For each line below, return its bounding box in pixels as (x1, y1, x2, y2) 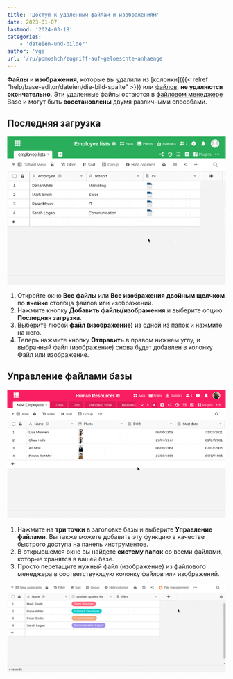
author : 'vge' (7, 48, 49, 55)
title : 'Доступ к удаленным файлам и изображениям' (7, 11, 159, 18)
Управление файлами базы (7, 371, 132, 383)
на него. (17, 328, 42, 337)
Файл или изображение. (17, 351, 89, 359)
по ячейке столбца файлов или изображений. (17, 299, 154, 307)
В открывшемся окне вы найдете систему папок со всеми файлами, (17, 547, 223, 556)
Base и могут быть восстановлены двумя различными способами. (7, 97, 207, 106)
